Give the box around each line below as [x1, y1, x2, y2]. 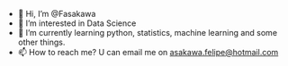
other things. [17, 37, 66, 47]
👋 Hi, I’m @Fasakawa [17, 9, 96, 19]
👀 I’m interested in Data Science [17, 18, 137, 29]
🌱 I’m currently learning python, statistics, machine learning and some [17, 28, 277, 37]
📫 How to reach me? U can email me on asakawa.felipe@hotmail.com [17, 47, 279, 57]
